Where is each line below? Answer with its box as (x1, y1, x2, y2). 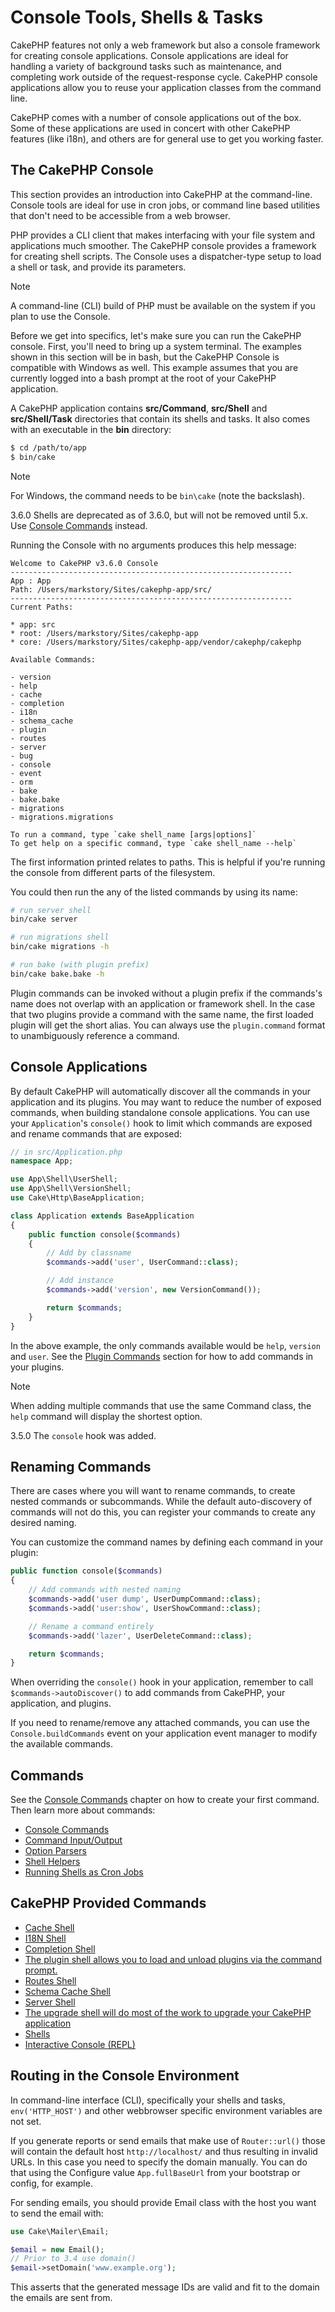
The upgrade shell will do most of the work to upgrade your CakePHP (24, 2006, 312, 2018)
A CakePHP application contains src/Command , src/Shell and (10, 402, 268, 414)
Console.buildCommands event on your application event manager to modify (10, 1727, 318, 1740)
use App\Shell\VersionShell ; (10, 1184, 132, 1194)
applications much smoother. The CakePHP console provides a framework (10, 239, 317, 251)
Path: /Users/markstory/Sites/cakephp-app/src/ (10, 584, 213, 595)
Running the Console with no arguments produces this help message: (10, 539, 297, 551)
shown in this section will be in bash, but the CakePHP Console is (10, 351, 280, 363)
